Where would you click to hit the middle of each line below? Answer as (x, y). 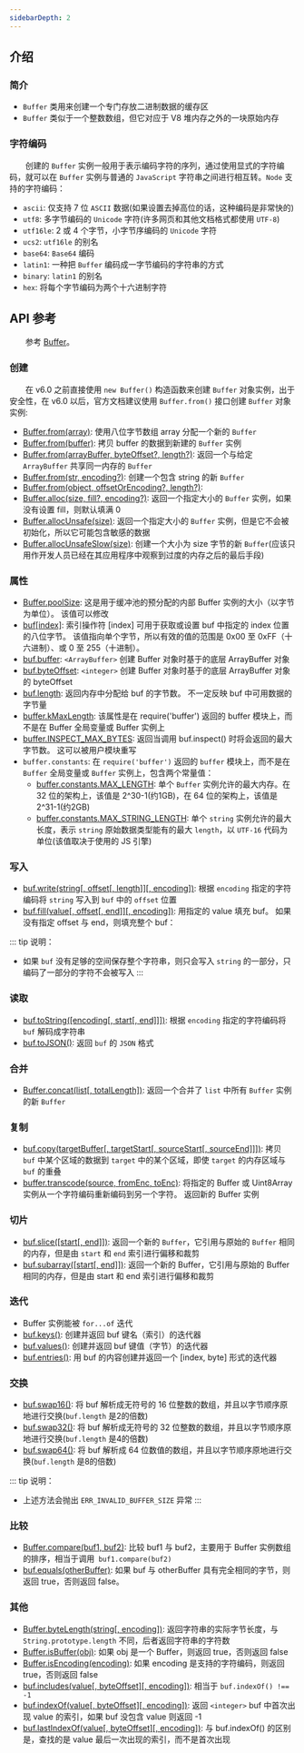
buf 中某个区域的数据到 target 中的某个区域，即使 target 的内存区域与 (154, 1160)
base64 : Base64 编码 (59, 253)
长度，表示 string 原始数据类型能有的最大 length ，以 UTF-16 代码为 (162, 830)
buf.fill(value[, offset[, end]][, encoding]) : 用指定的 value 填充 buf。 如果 (157, 912)
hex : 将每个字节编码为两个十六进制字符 (95, 287)
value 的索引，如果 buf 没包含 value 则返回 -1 (118, 1717)
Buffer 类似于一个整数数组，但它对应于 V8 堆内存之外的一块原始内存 (151, 118)
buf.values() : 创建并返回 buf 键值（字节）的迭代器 (115, 1345)
